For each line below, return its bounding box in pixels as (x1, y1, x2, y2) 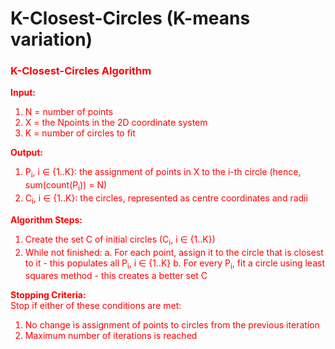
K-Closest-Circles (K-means (10, 7, 251, 30)
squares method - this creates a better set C (24, 270, 208, 282)
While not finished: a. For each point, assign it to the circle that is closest (24, 246, 324, 258)
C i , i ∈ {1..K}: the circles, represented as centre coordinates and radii (24, 192, 308, 206)
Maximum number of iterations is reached (24, 330, 198, 342)
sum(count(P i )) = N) (24, 179, 108, 194)
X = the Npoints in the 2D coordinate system (24, 117, 208, 129)
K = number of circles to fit (24, 127, 136, 139)
